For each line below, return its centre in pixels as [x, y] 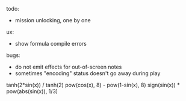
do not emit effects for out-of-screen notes [68, 67]
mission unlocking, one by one [53, 20]
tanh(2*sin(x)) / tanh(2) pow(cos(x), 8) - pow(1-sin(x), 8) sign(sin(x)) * [93, 85]
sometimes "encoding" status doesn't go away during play [88, 73]
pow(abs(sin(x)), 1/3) [32, 91]
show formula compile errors [51, 44]
